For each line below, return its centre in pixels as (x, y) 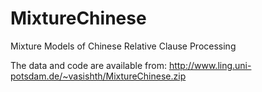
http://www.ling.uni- (210, 65)
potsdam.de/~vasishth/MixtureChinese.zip (98, 76)
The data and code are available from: (88, 65)
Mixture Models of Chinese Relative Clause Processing (123, 46)
